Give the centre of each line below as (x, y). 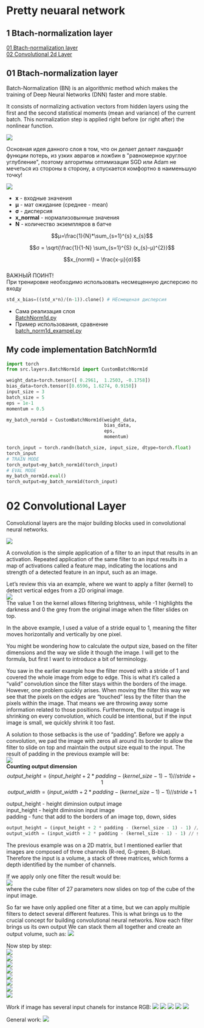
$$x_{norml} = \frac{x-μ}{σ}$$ (102, 259)
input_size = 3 (25, 392)
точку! (15, 175)
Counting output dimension (42, 767)
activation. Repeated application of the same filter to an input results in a (97, 559)
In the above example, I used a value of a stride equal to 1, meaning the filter (102, 628)
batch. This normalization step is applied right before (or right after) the (95, 119)
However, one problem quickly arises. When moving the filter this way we (98, 690)
